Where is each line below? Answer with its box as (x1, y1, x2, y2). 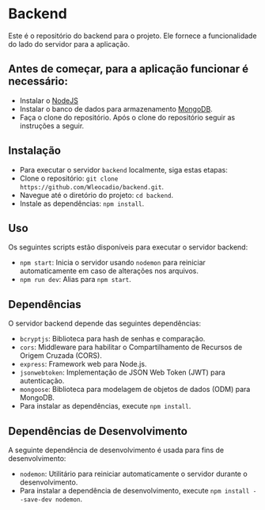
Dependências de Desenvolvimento (8, 424, 188, 438)
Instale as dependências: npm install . (19, 199, 145, 208)
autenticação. (19, 376, 65, 386)
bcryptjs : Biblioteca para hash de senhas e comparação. (19, 334, 206, 344)
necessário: (8, 74, 69, 88)
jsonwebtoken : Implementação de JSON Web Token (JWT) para (19, 367, 225, 377)
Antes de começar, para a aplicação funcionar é (8, 63, 249, 76)
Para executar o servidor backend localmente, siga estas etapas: (19, 165, 228, 174)
